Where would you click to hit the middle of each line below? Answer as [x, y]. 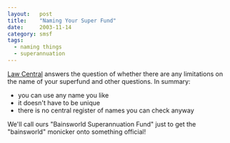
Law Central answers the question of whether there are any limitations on [115, 74]
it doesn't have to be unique [59, 102]
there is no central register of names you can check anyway [106, 110]
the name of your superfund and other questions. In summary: [99, 81]
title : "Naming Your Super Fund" [62, 21]
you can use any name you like [63, 95]
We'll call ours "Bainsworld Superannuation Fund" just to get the [102, 124]
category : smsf [30, 34]
